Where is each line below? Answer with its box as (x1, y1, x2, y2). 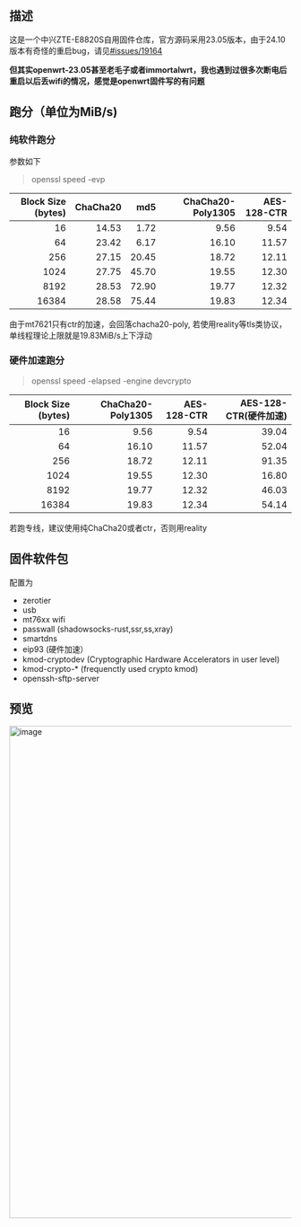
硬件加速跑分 (9, 354, 65, 366)
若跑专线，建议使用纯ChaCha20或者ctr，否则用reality (9, 522, 208, 533)
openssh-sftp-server (21, 673, 100, 684)
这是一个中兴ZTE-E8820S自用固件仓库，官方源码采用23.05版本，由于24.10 (9, 34, 286, 45)
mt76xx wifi (21, 613, 65, 624)
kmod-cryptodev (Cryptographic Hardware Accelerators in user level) (21, 654, 280, 665)
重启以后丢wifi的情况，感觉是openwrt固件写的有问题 (9, 75, 205, 86)
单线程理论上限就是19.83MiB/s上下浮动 (9, 330, 152, 340)
